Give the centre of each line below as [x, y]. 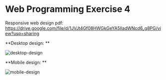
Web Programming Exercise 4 [68, 9]
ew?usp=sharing [22, 33]
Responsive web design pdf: [34, 23]
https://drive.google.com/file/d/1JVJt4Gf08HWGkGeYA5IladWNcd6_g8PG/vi [83, 28]
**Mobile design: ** [26, 62]
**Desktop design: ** [28, 43]
